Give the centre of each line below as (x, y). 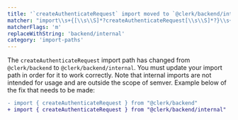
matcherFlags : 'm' (34, 27)
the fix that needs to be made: (51, 90)
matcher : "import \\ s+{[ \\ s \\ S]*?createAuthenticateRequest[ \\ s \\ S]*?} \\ (117, 20)
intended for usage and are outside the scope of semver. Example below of (117, 83)
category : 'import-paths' (45, 40)
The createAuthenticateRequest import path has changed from (99, 60)
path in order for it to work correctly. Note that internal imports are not (109, 76)
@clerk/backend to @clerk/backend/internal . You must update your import (115, 68)
